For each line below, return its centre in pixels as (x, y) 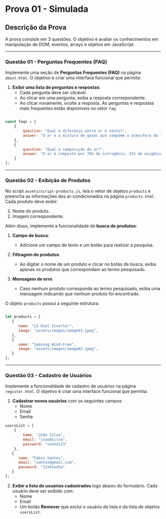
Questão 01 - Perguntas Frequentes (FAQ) (56, 62)
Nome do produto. (31, 211)
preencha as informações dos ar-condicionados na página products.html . (80, 197)
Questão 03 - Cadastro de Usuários (49, 375)
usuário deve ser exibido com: (43, 491)
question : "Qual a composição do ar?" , (64, 149)
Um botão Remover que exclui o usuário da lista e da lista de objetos (90, 507)
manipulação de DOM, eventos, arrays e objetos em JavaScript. (70, 44)
